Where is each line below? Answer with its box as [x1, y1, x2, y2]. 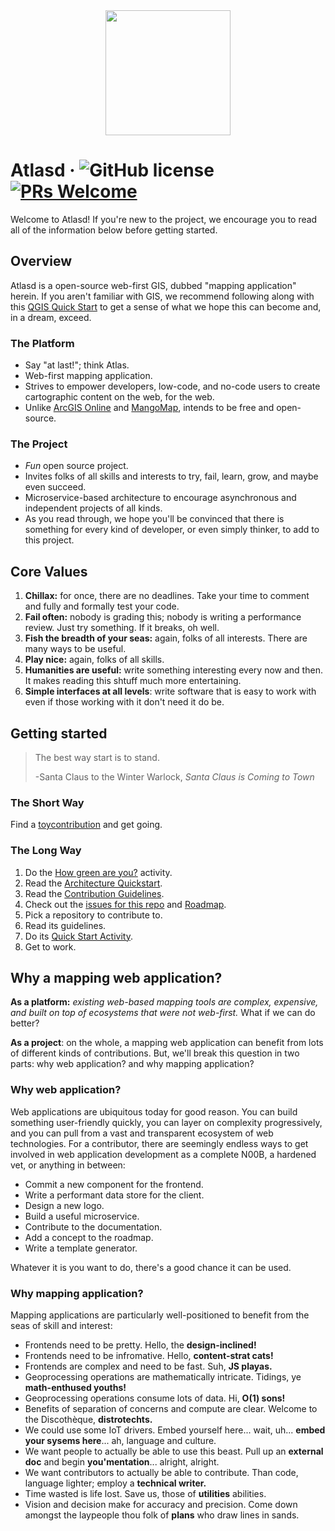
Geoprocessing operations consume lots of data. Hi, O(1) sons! [24, 1392, 286, 1404]
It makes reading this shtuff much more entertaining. [24, 675, 242, 687]
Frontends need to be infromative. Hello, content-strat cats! [24, 1349, 274, 1361]
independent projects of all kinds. [24, 502, 163, 514]
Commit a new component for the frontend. [24, 1178, 204, 1190]
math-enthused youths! [24, 1381, 127, 1393]
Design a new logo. [24, 1199, 105, 1211]
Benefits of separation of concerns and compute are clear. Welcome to [24, 1402, 318, 1414]
